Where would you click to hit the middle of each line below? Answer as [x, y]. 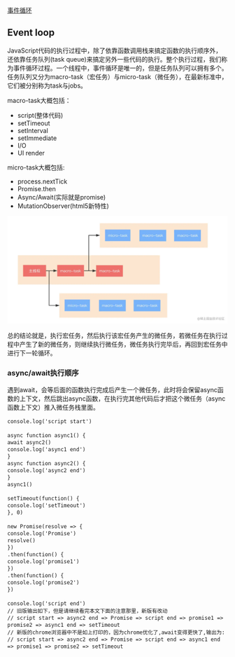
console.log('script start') [50, 421]
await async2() [29, 442]
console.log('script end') [47, 603]
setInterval [33, 130]
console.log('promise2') [43, 582]
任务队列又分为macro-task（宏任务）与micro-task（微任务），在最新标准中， [117, 76]
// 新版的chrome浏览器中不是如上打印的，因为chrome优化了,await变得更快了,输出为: [116, 632]
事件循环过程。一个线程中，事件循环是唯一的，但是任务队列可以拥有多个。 [120, 68]
